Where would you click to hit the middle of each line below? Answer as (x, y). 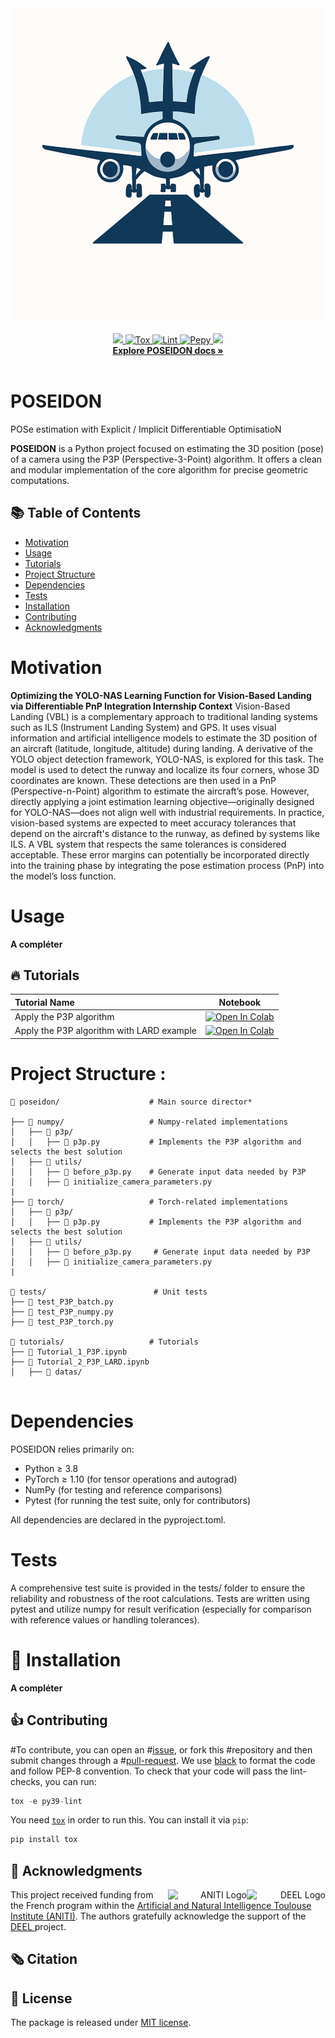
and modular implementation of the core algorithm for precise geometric (159, 469)
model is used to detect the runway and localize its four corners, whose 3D (165, 769)
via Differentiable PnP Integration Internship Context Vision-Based (150, 706)
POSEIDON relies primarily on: (72, 1449)
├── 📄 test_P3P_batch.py (62, 1302)
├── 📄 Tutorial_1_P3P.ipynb (69, 1352)
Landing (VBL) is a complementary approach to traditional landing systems (164, 716)
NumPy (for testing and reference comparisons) (123, 1489)
